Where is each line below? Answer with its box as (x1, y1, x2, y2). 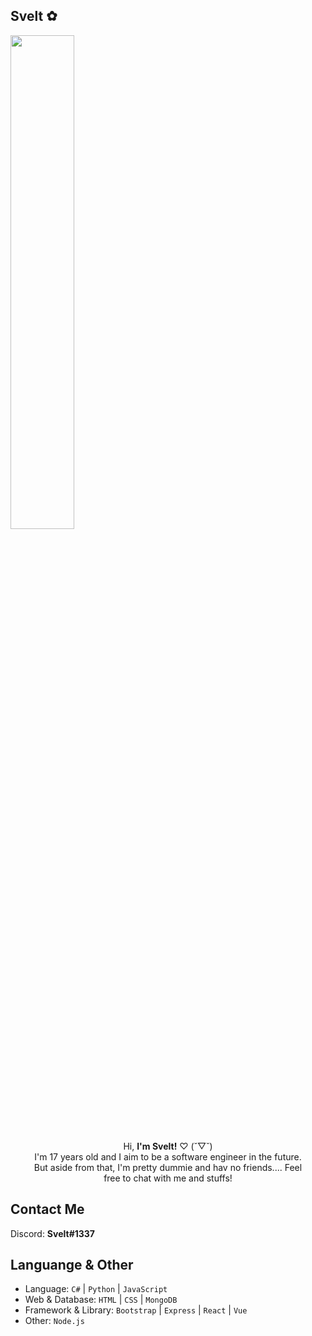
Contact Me (10, 1201, 85, 1218)
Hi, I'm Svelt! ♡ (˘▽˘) (123, 1140, 213, 1152)
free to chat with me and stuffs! (103, 1172, 233, 1184)
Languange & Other (10, 1257, 134, 1274)
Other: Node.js (24, 1315, 85, 1327)
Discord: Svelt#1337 (10, 1227, 95, 1239)
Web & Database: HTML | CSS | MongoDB (24, 1294, 178, 1306)
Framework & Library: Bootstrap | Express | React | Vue (24, 1304, 248, 1316)
